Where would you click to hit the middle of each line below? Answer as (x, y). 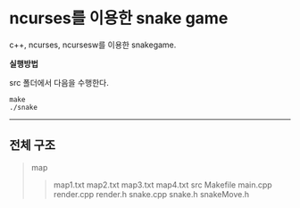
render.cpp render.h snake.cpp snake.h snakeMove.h (151, 194)
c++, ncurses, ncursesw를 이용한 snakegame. (93, 45)
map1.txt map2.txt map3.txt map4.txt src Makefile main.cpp (162, 185)
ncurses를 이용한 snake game (119, 18)
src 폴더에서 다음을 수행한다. (59, 82)
